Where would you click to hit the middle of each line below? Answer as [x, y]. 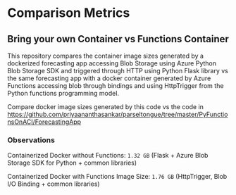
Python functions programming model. [63, 93]
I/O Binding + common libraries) [54, 184]
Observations [31, 140]
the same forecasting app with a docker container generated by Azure [109, 78]
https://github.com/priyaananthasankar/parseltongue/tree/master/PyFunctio [118, 114]
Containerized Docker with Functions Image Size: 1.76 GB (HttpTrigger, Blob [117, 177]
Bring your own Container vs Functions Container [118, 39]
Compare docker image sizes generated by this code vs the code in [106, 107]
